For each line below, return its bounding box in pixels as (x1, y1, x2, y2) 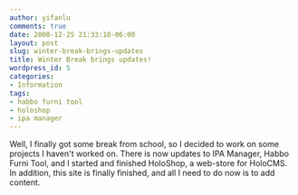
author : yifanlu (9, 13, 71, 23)
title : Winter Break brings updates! (9, 55, 152, 64)
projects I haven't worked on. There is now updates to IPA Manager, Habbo (9, 148, 290, 159)
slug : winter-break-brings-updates (9, 47, 144, 56)
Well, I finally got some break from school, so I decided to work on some (9, 139, 279, 150)
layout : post (9, 38, 59, 48)
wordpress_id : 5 (9, 64, 71, 73)
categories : (9, 72, 54, 81)
